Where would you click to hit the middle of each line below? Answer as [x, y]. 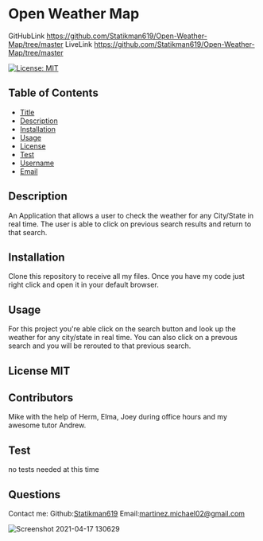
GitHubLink [27, 36]
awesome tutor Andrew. [47, 425]
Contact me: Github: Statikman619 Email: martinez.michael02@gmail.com [126, 514]
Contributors [41, 398]
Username [37, 163]
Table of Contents [54, 93]
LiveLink [79, 44]
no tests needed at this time [54, 470]
